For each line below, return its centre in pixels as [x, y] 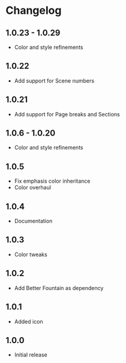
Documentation [33, 221]
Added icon [28, 321]
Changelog [34, 11]
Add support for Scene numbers [54, 80]
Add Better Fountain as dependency [59, 288]
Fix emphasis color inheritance [52, 181]
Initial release [31, 355]
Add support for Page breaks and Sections [67, 114]
